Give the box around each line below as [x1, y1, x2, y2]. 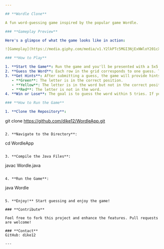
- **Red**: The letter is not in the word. [11, 87, 102, 92]
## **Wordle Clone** [5, 11, 47, 16]
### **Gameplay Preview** [5, 29, 58, 34]
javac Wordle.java [5, 163, 41, 168]
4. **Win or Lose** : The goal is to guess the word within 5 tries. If [5, 91, 154, 97]
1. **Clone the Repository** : [5, 109, 67, 114]
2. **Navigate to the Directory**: [5, 132, 78, 137]
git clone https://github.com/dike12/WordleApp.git [5, 118, 105, 124]
